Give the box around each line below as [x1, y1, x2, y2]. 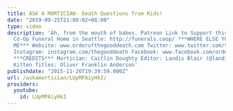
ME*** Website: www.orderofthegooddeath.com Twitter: [13, 42, 172, 49]
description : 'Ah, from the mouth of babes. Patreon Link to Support [7, 29, 213, 37]
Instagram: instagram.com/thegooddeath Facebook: [13, 49, 159, 56]
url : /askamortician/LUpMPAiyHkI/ [7, 74, 107, 81]
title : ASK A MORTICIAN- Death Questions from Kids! [7, 10, 163, 17]
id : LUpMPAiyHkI [19, 94, 67, 101]
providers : [7, 81, 39, 88]
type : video [7, 23, 42, 30]
